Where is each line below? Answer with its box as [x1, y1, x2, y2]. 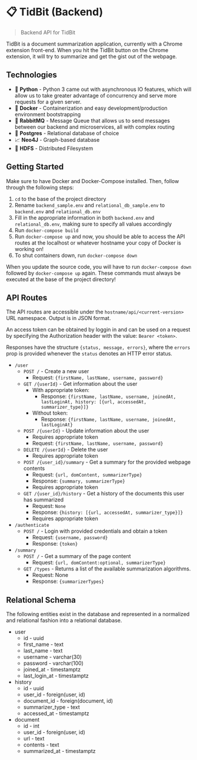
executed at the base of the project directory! [6, 276, 116, 283]
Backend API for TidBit [20, 28, 75, 36]
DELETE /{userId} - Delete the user [23, 446, 108, 453]
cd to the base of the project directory [14, 195, 106, 202]
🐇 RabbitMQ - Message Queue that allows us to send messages [14, 117, 171, 124]
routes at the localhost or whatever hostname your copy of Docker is [14, 239, 181, 246]
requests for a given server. [14, 98, 82, 105]
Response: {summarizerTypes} [32, 578, 105, 585]
